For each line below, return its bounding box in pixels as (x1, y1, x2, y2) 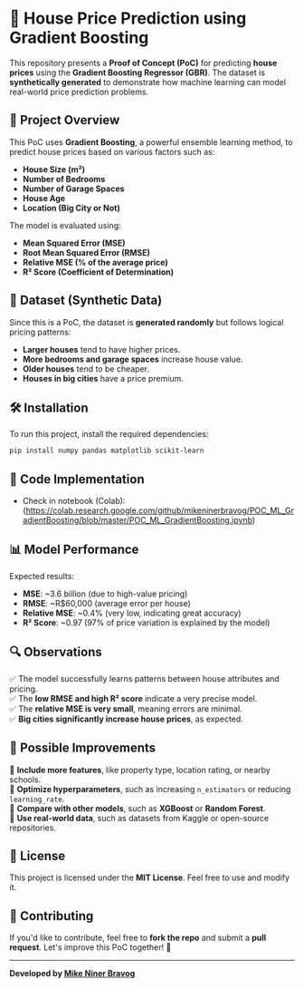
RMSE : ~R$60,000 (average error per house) (22, 597, 192, 608)
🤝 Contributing (9, 908, 94, 924)
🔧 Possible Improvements (9, 741, 157, 756)
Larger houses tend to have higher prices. (22, 344, 181, 354)
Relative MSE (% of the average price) (22, 257, 169, 267)
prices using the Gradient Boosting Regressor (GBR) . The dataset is (9, 67, 265, 78)
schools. (9, 774, 42, 785)
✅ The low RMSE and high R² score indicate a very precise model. (9, 693, 258, 703)
